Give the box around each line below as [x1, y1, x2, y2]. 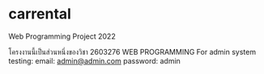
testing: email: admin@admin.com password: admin [8, 55, 181, 65]
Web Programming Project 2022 [8, 31, 116, 41]
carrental [8, 5, 71, 23]
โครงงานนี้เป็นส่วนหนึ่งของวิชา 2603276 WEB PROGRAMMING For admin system [8, 47, 257, 56]
